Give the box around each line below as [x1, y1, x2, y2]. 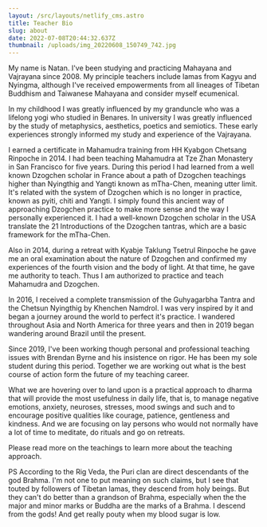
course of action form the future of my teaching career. [8, 370, 190, 379]
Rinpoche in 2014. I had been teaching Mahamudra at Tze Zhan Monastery [8, 153, 253, 164]
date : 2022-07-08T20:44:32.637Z [8, 34, 116, 42]
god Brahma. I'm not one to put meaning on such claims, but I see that [8, 476, 239, 485]
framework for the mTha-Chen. [8, 230, 111, 240]
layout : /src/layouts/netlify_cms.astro [8, 11, 145, 20]
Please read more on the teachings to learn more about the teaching [8, 443, 233, 453]
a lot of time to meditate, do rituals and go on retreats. [8, 428, 186, 438]
